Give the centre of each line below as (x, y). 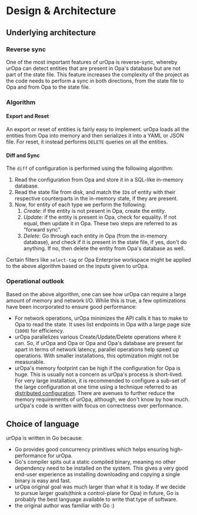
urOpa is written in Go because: (45, 438)
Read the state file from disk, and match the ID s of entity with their (95, 192)
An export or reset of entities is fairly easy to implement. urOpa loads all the (98, 129)
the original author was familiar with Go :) (64, 506)
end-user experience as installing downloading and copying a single (97, 474)
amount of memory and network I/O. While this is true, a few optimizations (96, 300)
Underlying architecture (51, 33)
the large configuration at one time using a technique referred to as (96, 387)
